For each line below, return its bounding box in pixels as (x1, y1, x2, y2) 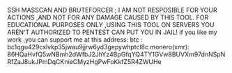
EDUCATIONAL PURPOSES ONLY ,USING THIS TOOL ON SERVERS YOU (7, 21, 215, 29)
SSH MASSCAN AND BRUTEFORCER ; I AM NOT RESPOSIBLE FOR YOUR (7, 6, 217, 14)
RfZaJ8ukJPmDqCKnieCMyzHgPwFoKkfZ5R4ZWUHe (7, 58, 162, 65)
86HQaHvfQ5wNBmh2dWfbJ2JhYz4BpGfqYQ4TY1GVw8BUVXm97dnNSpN (7, 50, 226, 58)
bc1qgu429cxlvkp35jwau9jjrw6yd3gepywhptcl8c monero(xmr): (7, 43, 190, 51)
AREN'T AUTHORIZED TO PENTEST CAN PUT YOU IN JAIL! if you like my (7, 28, 217, 36)
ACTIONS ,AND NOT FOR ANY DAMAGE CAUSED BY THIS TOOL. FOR (7, 13, 209, 22)
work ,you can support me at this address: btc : (7, 35, 143, 44)
